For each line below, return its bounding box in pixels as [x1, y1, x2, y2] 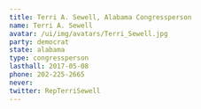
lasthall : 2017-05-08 [9, 62, 89, 71]
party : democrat [9, 37, 69, 47]
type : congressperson [9, 54, 89, 62]
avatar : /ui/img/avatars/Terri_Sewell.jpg [9, 29, 168, 38]
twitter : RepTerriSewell [9, 86, 101, 95]
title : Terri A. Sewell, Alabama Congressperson [9, 12, 192, 22]
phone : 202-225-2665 [9, 70, 86, 79]
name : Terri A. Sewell [9, 21, 93, 30]
